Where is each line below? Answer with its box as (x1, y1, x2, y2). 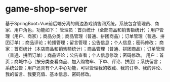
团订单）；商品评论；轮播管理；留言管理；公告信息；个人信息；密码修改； (5, 39, 158, 46)
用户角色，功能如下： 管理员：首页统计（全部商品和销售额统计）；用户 (14, 26, 159, 33)
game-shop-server (5, 3, 88, 15)
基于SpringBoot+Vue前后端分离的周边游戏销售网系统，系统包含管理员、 (5, 20, 155, 26)
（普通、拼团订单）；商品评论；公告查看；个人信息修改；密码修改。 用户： (5, 52, 159, 58)
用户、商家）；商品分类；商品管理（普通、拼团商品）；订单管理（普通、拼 (14, 33, 165, 39)
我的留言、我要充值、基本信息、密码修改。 (5, 71, 94, 77)
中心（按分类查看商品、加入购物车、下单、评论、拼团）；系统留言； (22, 58, 163, 64)
